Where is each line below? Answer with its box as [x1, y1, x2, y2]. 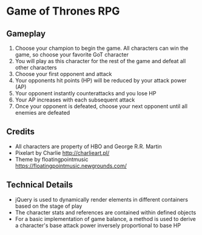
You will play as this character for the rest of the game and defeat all [15, 58, 186, 64]
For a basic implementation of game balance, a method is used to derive [15, 215, 196, 222]
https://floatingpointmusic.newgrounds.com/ [15, 162, 127, 169]
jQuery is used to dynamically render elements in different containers [15, 196, 188, 203]
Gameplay [6, 29, 46, 39]
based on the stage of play [15, 202, 82, 209]
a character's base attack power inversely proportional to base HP [15, 222, 181, 229]
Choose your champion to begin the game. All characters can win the [15, 44, 189, 52]
